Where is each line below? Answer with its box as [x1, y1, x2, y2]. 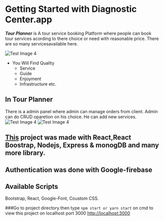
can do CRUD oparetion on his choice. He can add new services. [5, 114, 137, 120]
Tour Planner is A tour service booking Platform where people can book [5, 30, 152, 36]
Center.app [5, 14, 53, 25]
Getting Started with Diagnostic [5, 3, 137, 15]
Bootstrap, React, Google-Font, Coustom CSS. [5, 195, 99, 201]
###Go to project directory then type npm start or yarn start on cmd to [5, 205, 154, 211]
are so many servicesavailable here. [5, 41, 78, 46]
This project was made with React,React [5, 133, 131, 142]
